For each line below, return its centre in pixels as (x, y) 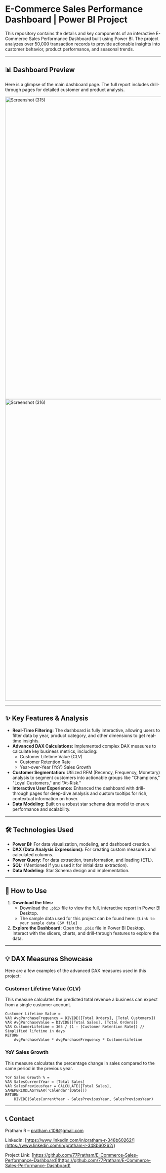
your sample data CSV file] (48, 923)
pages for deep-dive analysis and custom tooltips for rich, (88, 793)
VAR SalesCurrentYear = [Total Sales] (45, 1082)
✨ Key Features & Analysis (47, 718)
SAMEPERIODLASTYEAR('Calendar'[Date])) (46, 1090)
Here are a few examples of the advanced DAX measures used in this (76, 971)
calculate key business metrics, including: (55, 751)
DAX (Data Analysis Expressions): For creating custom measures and (84, 849)
